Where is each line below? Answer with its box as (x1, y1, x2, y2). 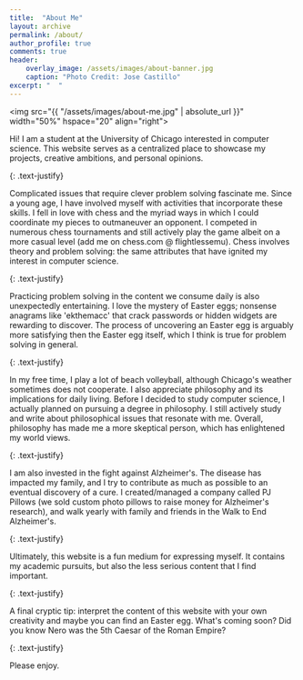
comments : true (9, 47, 67, 56)
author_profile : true (9, 38, 92, 48)
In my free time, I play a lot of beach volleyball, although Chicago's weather (9, 374, 292, 385)
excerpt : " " (9, 81, 64, 90)
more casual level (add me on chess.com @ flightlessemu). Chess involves (9, 235, 290, 246)
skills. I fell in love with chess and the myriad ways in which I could (9, 206, 259, 218)
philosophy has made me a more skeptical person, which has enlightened (9, 422, 285, 433)
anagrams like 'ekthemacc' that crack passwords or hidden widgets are (9, 310, 278, 321)
